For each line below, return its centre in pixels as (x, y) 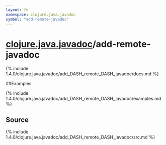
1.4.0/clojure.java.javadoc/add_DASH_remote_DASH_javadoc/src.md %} (80, 137)
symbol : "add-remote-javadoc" (37, 19)
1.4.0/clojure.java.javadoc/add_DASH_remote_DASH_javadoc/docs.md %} (82, 74)
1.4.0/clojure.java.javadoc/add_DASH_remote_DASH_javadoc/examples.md (84, 99)
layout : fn (17, 10)
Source (17, 120)
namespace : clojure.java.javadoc (41, 15)
